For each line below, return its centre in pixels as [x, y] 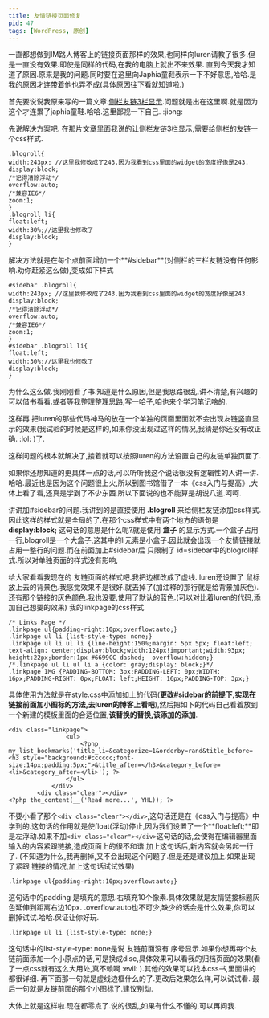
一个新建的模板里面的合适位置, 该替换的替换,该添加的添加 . [103, 715]
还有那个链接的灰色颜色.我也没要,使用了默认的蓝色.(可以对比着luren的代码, [131, 597]
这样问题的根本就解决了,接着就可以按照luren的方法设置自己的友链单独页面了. [135, 456]
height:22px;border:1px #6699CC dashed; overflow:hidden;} [111, 658]
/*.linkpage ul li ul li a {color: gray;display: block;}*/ [111, 665]
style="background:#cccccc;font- [79, 758]
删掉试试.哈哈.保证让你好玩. [54, 918]
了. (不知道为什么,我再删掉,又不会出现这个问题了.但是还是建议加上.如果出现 [132, 857]
